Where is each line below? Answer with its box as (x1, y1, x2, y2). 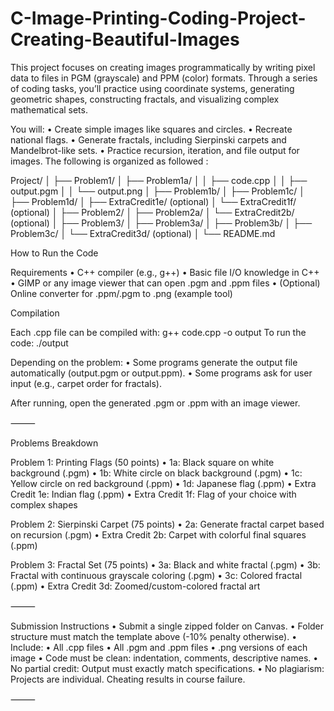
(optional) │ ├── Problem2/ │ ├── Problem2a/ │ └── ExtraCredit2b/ (10, 206, 295, 218)
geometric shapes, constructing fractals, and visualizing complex (10, 93, 280, 105)
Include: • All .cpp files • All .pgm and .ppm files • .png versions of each (10, 641, 308, 653)
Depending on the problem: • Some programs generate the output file (10, 356, 298, 368)
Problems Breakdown (10, 437, 99, 449)
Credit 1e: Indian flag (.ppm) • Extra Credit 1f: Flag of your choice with (10, 488, 297, 500)
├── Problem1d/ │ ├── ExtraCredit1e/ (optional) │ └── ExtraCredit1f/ (10, 195, 297, 207)
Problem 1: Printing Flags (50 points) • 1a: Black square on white (10, 456, 275, 468)
